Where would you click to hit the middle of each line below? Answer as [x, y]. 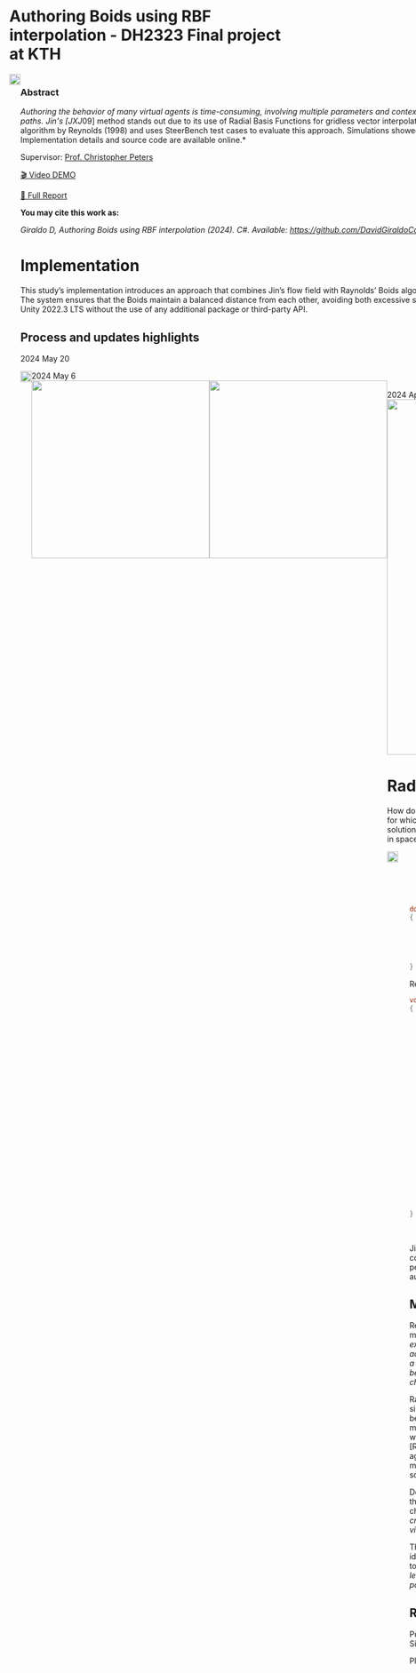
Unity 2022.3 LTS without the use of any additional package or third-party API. [164, 309]
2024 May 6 [54, 376]
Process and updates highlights [110, 337]
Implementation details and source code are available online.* [134, 140]
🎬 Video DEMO [48, 175]
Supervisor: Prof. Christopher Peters [87, 157]
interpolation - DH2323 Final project [145, 35]
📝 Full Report [44, 195]
